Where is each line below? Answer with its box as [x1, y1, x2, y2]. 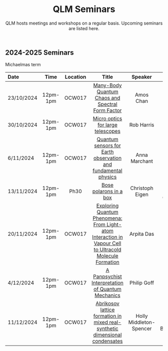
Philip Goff [129, 279, 154, 286]
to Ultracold [93, 246, 121, 253]
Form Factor [93, 107, 122, 114]
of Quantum [93, 286, 121, 293]
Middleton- [128, 319, 155, 326]
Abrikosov [95, 300, 119, 307]
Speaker [131, 74, 152, 81]
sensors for [94, 142, 121, 149]
